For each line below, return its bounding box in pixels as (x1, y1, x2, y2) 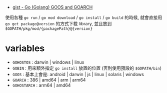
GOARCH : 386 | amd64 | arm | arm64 (12, 77, 86, 83)
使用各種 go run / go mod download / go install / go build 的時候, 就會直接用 (5, 14, 162, 20)
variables (5, 43, 45, 54)
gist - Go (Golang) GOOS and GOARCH (12, 4, 93, 10)
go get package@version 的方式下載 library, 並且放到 (5, 21, 112, 26)
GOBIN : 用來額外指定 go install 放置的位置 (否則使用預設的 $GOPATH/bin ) (12, 65, 161, 71)
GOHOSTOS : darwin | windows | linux (12, 59, 84, 65)
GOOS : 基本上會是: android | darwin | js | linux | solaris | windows (12, 71, 144, 77)
